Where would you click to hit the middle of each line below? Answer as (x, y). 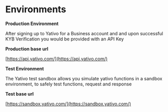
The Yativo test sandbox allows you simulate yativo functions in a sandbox (84, 78)
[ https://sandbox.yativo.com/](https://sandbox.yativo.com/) (68, 104)
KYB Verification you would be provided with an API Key (65, 39)
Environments (36, 9)
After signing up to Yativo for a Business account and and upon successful (84, 33)
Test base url (20, 94)
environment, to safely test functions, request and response (69, 84)
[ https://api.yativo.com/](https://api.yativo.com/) (57, 59)
